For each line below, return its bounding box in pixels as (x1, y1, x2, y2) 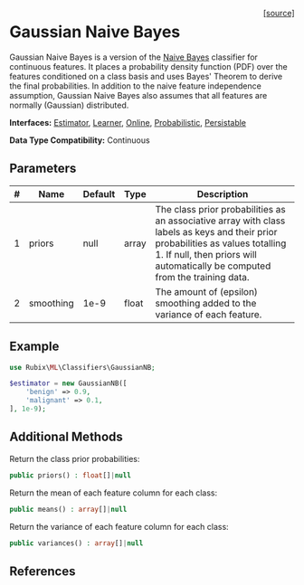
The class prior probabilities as (155, 203, 287, 215)
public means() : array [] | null (9, 505, 128, 514)
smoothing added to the (155, 297, 257, 309)
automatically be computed (155, 259, 271, 272)
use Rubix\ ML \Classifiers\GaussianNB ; (9, 363, 156, 372)
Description (196, 187, 249, 200)
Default (82, 187, 116, 200)
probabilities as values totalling (155, 237, 287, 250)
